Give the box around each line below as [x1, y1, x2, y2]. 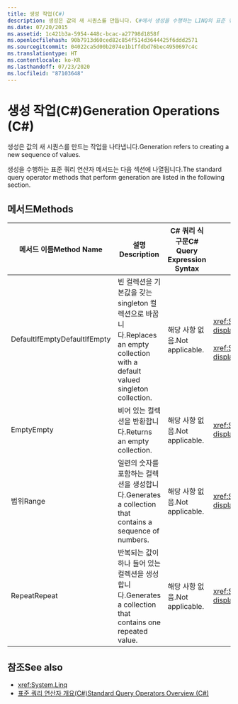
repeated [118, 627, 148, 637]
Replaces [126, 330, 157, 340]
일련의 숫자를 [118, 458, 159, 468]
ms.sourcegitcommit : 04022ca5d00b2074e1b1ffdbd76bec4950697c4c [7, 43, 198, 50]
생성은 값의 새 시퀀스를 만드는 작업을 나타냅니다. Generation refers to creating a [7, 143, 229, 151]
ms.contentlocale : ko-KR [7, 57, 81, 64]
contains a [118, 517, 152, 527]
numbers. [118, 535, 149, 545]
